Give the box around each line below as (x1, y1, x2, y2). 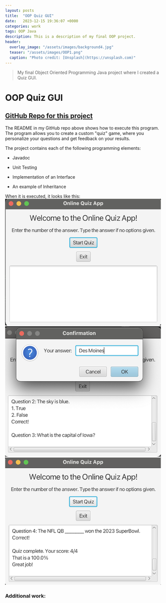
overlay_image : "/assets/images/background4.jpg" (9, 45, 114, 50)
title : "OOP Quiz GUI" (5, 13, 54, 18)
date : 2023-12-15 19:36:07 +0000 (5, 18, 79, 23)
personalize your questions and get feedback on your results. (5, 135, 130, 141)
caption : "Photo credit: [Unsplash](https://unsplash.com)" (9, 55, 136, 60)
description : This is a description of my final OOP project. (5, 34, 136, 39)
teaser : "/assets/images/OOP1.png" (9, 50, 83, 55)
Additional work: (5, 592, 46, 599)
